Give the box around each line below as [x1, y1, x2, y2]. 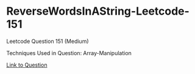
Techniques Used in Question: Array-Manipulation [6, 49, 132, 56]
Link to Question [6, 61, 48, 68]
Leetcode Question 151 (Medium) [6, 37, 90, 45]
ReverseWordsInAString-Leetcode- [6, 4, 190, 18]
